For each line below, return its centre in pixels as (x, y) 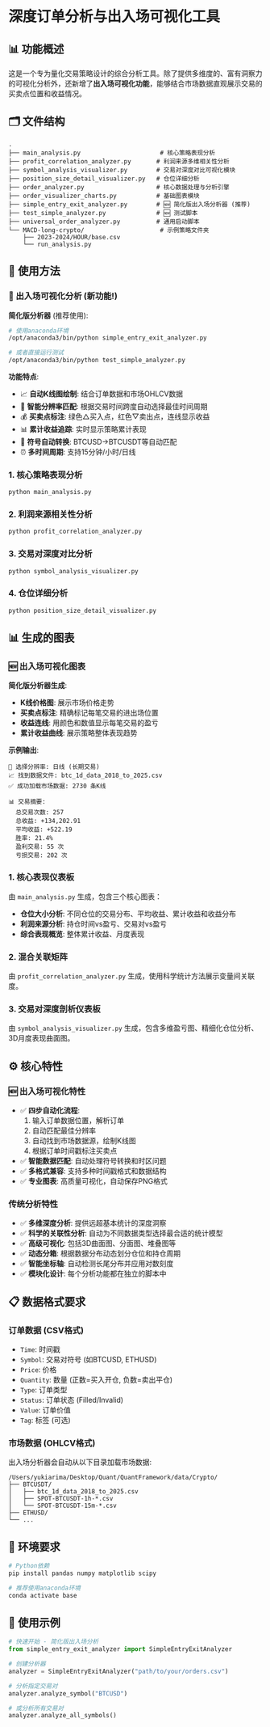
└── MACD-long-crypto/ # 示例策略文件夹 (109, 230)
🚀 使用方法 (34, 271)
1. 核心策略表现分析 (46, 475)
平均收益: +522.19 (44, 830)
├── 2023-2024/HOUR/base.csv (72, 237)
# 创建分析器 (27, 1664)
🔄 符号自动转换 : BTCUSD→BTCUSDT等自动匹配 (98, 442)
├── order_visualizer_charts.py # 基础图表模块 (104, 196)
